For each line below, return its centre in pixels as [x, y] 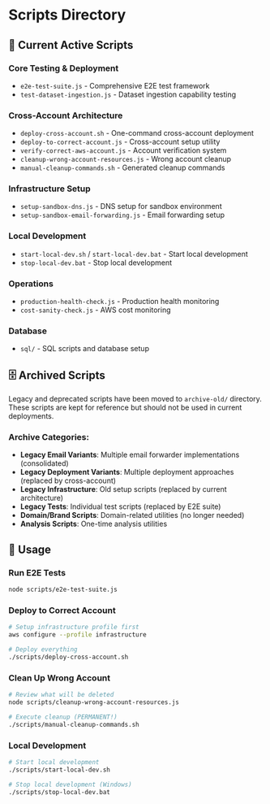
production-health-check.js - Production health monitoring [120, 302]
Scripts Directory [67, 15]
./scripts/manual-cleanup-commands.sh [74, 724]
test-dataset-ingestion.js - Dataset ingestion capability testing [128, 94]
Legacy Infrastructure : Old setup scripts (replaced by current [123, 489]
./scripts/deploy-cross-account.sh [69, 657]
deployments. [31, 416]
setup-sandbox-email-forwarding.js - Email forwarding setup [122, 215]
